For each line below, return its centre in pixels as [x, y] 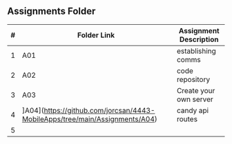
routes [187, 119]
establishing [196, 51]
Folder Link [96, 35]
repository [193, 79]
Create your [196, 90]
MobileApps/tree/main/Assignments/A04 [88, 119]
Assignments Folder [51, 11]
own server [195, 99]
